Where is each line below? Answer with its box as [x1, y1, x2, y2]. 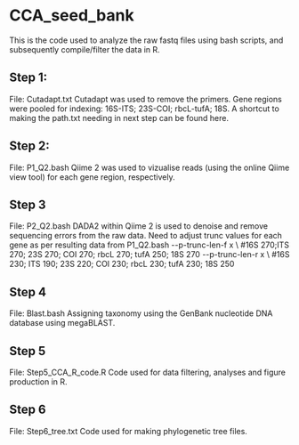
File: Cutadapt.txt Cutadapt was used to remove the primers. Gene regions [9, 93, 282, 104]
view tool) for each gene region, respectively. [9, 171, 175, 182]
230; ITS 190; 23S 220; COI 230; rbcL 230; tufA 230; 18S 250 [9, 259, 235, 270]
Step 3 [9, 197, 46, 212]
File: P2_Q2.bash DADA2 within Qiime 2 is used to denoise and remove [9, 221, 269, 231]
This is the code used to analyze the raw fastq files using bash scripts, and [9, 35, 284, 45]
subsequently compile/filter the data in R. [9, 44, 160, 54]
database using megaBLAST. [9, 318, 116, 328]
